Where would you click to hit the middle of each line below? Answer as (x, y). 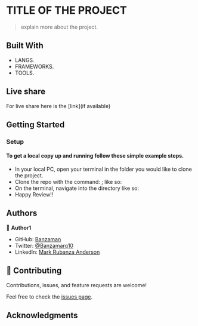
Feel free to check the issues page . (49, 297)
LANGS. (24, 60)
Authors (22, 213)
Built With (25, 46)
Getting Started (35, 124)
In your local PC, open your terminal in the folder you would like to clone (103, 169)
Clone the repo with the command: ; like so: (68, 182)
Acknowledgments (42, 316)
